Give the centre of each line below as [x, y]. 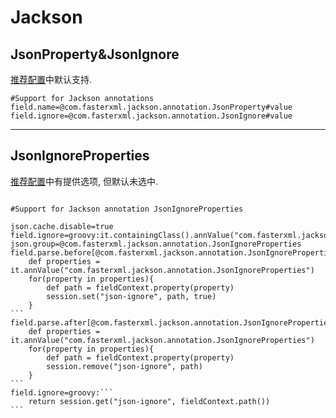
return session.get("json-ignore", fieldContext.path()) [149, 401]
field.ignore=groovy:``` [62, 392]
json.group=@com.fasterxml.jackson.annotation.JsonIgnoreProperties [156, 244]
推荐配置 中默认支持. [51, 79]
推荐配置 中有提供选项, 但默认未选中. [84, 181]
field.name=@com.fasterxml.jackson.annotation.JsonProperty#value [151, 107]
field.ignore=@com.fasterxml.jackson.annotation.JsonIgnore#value [151, 116]
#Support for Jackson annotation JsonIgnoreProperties [127, 209]
